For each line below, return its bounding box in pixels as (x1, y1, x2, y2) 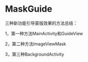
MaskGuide (5, 3, 53, 15)
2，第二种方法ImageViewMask (5, 41, 67, 47)
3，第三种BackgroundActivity (5, 51, 64, 57)
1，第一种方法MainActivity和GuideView (5, 30, 84, 36)
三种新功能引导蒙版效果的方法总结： (5, 20, 78, 26)
